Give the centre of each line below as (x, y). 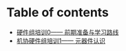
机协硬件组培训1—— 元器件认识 (61, 40)
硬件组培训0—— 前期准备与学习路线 (67, 32)
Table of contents (58, 13)
